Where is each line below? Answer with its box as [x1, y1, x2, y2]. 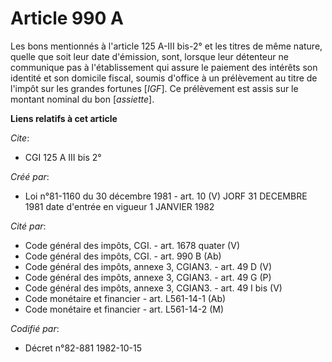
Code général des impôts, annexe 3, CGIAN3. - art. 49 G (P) [24, 271, 272, 283]
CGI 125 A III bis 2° [24, 151, 102, 163]
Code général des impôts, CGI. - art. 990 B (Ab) [24, 250, 222, 262]
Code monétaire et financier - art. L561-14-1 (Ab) [24, 292, 227, 304]
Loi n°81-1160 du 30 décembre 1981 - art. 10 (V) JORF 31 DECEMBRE [24, 190, 308, 202]
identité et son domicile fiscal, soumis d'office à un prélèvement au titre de [10, 72, 318, 84]
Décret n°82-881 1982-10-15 [24, 342, 143, 354]
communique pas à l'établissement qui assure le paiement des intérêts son [10, 61, 318, 73]
